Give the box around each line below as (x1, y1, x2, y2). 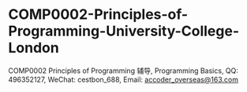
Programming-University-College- (8, 22, 239, 40)
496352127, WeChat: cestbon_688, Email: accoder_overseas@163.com (8, 75, 239, 84)
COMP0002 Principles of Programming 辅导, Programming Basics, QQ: (8, 65, 239, 75)
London (8, 39, 59, 57)
